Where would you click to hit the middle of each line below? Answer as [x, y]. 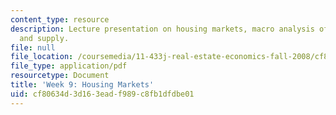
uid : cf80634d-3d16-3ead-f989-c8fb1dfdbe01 [102, 94]
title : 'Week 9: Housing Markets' [82, 85]
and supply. [44, 38]
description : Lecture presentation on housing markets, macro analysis [162, 29]
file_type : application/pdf [69, 66]
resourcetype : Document [60, 76]
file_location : [42, 57]
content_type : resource [60, 19]
